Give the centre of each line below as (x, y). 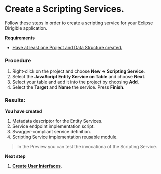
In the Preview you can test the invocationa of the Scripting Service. (87, 146)
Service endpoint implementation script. (53, 126)
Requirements (20, 38)
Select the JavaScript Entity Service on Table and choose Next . (79, 77)
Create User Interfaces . (37, 166)
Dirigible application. (26, 28)
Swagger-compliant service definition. (52, 131)
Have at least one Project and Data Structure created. (67, 47)
